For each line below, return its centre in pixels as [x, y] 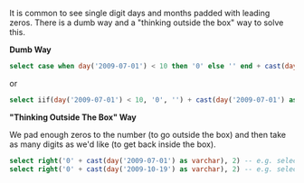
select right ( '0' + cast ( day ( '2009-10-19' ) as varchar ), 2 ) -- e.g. [141, 169]
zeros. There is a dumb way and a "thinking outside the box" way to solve [147, 23]
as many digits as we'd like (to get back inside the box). [113, 144]
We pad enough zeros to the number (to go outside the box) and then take [148, 134]
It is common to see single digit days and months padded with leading [140, 13]
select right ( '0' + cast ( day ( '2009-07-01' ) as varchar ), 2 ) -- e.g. [141, 160]
